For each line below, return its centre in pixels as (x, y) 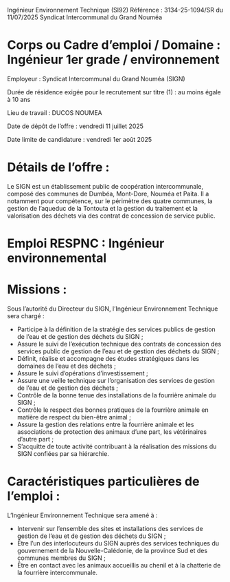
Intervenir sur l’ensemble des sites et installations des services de (110, 528)
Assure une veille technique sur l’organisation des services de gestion (116, 381)
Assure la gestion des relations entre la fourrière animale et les (105, 424)
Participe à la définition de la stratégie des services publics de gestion (116, 329)
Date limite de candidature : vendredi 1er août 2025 (80, 139)
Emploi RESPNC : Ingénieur (86, 243)
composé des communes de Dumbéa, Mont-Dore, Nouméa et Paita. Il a (108, 194)
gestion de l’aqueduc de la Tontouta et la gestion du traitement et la (102, 208)
